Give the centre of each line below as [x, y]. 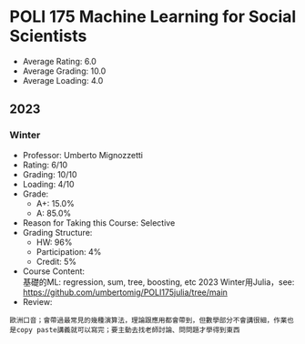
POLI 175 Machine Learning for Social [153, 17]
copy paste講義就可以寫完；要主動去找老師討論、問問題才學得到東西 [128, 329]
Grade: [36, 194]
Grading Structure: [57, 232]
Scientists [48, 36]
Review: [37, 301]
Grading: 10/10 [50, 174]
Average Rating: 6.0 [60, 61]
